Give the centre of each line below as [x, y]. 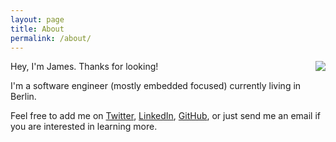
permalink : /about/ [51, 38]
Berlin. [23, 97]
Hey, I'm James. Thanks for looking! [84, 67]
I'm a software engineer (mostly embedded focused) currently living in [156, 86]
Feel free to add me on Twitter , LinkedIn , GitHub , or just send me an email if [165, 116]
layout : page [37, 19]
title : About [37, 29]
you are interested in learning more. [84, 127]
